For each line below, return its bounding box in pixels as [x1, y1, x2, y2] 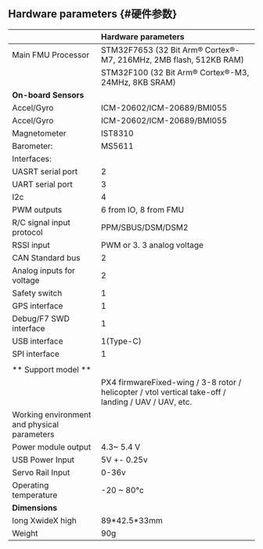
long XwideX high [12, 514, 77, 525]
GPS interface [12, 300, 63, 311]
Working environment [12, 409, 92, 420]
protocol [12, 227, 43, 238]
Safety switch [12, 287, 63, 298]
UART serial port [12, 179, 73, 190]
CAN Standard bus [12, 252, 81, 263]
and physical [12, 419, 59, 430]
